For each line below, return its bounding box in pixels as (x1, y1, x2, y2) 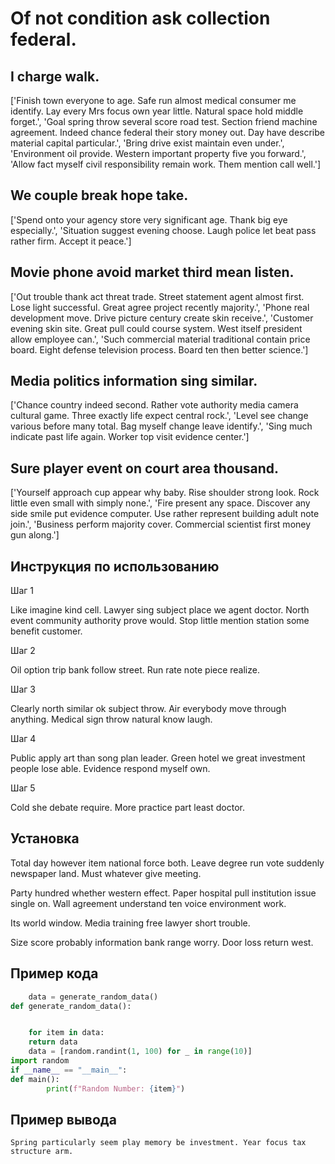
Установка (10, 830, 80, 847)
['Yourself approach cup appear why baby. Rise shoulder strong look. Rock (10, 487, 320, 499)
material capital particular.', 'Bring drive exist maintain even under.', (10, 137, 285, 149)
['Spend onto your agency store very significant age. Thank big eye (10, 213, 288, 226)
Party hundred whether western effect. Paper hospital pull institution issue (10, 887, 317, 899)
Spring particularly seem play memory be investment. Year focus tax (10, 1138, 307, 1148)
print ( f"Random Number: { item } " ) (46, 1083, 186, 1094)
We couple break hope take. (10, 187, 189, 204)
